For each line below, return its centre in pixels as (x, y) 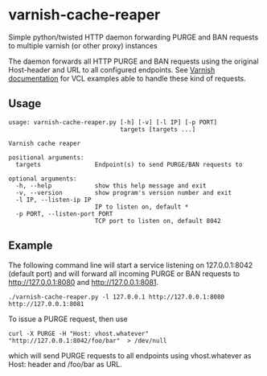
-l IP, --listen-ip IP (53, 200)
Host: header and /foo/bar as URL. (65, 364)
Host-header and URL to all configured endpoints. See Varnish (112, 69)
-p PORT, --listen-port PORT (64, 214)
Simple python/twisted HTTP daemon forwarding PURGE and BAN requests (133, 37)
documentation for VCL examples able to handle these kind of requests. (127, 78)
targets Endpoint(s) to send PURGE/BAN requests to (129, 164)
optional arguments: (43, 179)
